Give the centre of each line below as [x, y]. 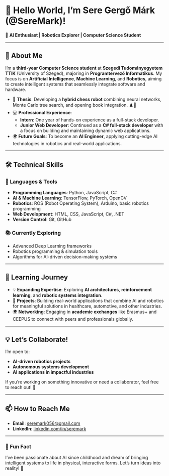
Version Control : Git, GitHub [42, 220]
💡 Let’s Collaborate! [37, 339]
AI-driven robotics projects [41, 362]
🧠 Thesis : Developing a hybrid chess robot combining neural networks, [87, 99]
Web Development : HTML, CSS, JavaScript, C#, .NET [68, 214]
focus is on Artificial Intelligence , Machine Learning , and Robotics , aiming [83, 78]
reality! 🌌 [14, 468]
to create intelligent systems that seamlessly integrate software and [75, 84]
